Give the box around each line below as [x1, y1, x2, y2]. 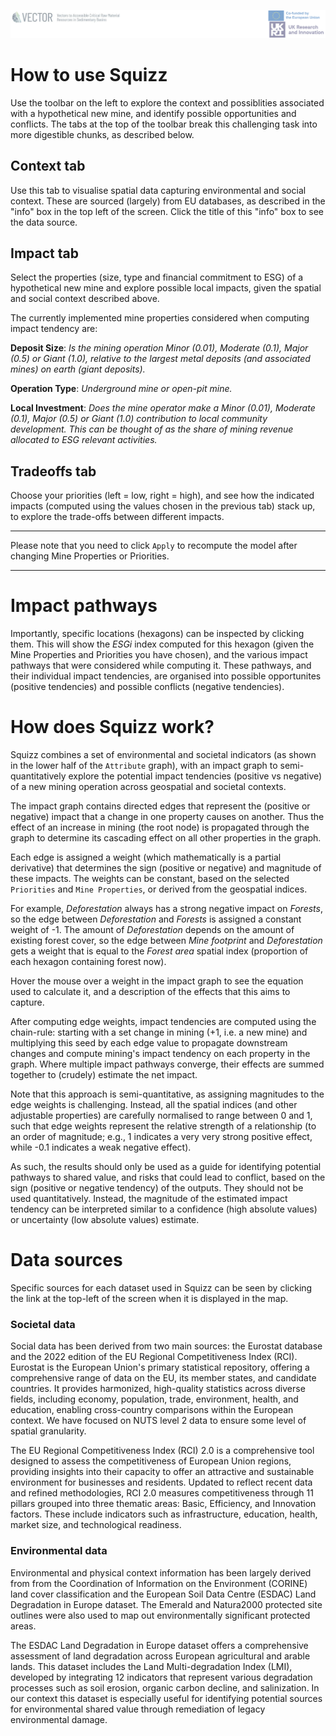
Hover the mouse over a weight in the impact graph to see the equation [10, 975, 304, 987]
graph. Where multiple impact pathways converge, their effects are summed [10, 1058, 325, 1070]
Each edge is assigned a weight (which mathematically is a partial [10, 851, 282, 864]
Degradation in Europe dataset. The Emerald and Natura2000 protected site [10, 1598, 323, 1610]
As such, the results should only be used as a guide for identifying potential [10, 1161, 322, 1173]
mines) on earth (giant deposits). [10, 363, 146, 375]
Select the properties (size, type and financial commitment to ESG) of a [10, 271, 304, 284]
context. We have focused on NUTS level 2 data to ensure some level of [10, 1415, 307, 1427]
